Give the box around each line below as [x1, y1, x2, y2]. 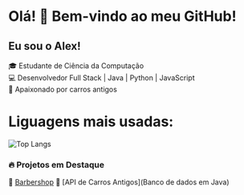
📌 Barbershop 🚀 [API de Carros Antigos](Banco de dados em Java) [8, 177, 230, 187]
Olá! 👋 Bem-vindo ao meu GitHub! [8, 7, 237, 26]
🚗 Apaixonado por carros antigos [8, 84, 118, 94]
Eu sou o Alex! [8, 39, 82, 53]
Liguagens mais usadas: [8, 112, 174, 131]
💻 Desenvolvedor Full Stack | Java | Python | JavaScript [8, 73, 195, 83]
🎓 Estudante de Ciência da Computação [8, 61, 144, 71]
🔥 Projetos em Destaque [8, 159, 104, 170]
